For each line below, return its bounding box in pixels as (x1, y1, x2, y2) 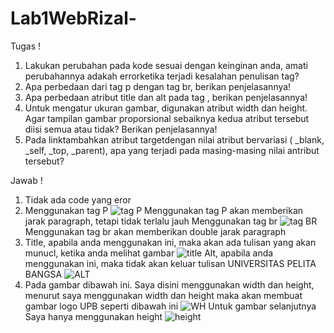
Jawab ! (10, 174, 43, 186)
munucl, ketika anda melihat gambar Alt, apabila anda (24, 247, 274, 259)
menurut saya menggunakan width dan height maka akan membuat (24, 289, 303, 301)
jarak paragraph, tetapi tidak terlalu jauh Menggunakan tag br (24, 215, 278, 227)
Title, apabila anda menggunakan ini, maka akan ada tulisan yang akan (24, 236, 317, 248)
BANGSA (24, 268, 63, 280)
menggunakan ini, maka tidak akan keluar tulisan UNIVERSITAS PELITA (24, 257, 317, 269)
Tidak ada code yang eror (24, 193, 132, 206)
